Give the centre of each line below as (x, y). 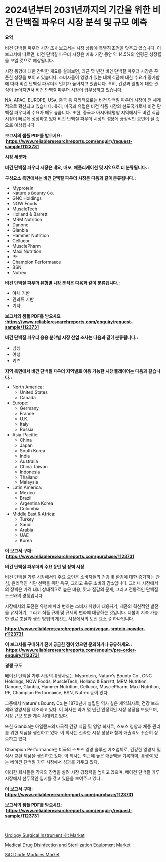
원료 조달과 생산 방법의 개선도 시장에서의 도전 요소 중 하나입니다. (72, 619)
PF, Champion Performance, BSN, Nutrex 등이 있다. (57, 692)
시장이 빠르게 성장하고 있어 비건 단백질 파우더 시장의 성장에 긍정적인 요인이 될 (80, 119)
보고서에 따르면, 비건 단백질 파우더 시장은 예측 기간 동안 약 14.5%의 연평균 (77, 54)
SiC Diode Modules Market (32, 854)
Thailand (29, 477)
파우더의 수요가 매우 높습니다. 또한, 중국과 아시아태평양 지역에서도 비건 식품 (87, 112)
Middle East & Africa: (34, 514)
